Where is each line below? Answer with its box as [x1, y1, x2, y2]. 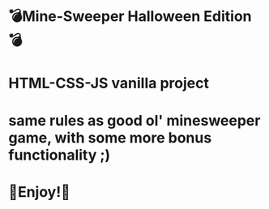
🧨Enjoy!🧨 [8, 182, 70, 201]
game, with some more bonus [8, 128, 212, 147]
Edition [203, 7, 253, 26]
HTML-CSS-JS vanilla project [8, 75, 209, 92]
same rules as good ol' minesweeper [8, 111, 261, 130]
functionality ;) [8, 146, 111, 164]
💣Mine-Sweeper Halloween [8, 7, 201, 26]
